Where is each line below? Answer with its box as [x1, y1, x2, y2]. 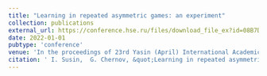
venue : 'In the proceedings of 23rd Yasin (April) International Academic [8, 48, 261, 56]
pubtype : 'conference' [8, 41, 83, 49]
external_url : [8, 26, 56, 34]
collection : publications [8, 19, 94, 27]
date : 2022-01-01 [8, 33, 66, 42]
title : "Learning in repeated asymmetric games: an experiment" [8, 11, 226, 20]
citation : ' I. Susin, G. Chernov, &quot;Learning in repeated [8, 56, 226, 64]
